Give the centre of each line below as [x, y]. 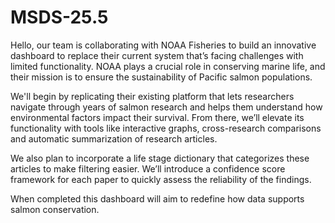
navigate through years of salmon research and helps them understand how [166, 107]
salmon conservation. [55, 209]
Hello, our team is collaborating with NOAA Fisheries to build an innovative [163, 45]
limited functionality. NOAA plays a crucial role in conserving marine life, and [168, 66]
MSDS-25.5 [59, 17]
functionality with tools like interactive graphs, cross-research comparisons [166, 128]
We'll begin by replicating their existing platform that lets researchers [152, 96]
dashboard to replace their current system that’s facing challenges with [157, 55]
